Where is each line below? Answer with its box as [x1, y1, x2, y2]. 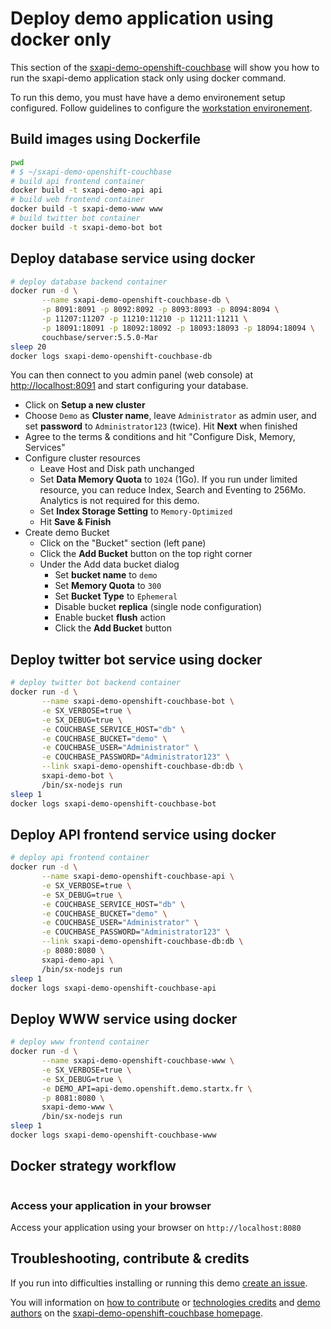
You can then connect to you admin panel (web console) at [10, 369, 254, 381]
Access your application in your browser [10, 1198, 212, 1212]
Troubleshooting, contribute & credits [10, 1250, 250, 1267]
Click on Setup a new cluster [24, 399, 146, 411]
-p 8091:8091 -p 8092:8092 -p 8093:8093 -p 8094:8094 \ [41, 305, 280, 315]
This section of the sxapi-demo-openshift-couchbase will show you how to [10, 61, 320, 73]
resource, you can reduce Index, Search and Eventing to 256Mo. [39, 484, 307, 496]
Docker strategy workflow [10, 1158, 177, 1175]
